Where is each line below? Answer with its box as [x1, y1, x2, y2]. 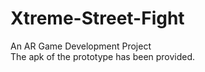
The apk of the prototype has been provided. [10, 50, 196, 62]
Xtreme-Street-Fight [10, 7, 185, 30]
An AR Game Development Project [10, 40, 152, 52]
